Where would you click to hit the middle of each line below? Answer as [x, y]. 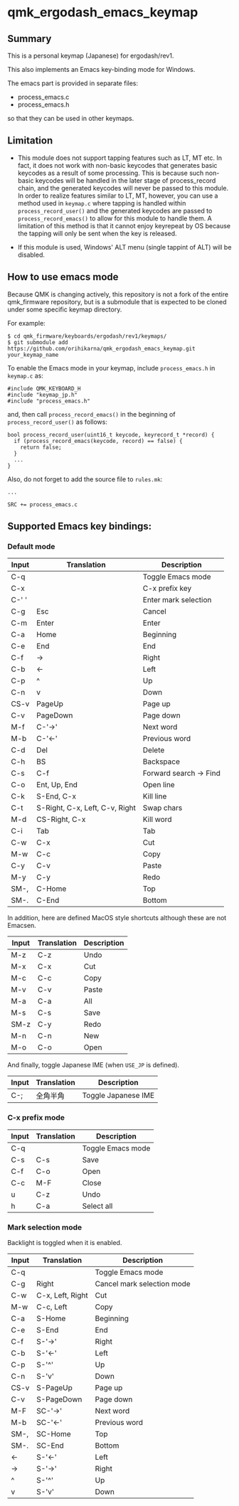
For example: [27, 323]
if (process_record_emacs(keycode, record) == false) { [98, 441]
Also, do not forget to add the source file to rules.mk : [85, 479]
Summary [30, 39]
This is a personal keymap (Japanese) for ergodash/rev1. [91, 55]
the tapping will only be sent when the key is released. [97, 233]
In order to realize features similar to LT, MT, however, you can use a [118, 196]
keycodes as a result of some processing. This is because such [111, 173]
